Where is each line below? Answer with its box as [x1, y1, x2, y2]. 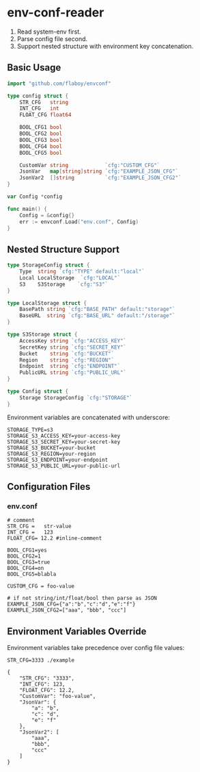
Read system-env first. [16, 27, 82, 36]
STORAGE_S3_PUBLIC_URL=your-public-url [7, 462, 121, 469]
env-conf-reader [7, 5, 104, 21]
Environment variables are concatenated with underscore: [7, 413, 171, 421]
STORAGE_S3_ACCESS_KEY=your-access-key [7, 432, 121, 439]
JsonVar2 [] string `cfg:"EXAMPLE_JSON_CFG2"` [19, 175, 182, 182]
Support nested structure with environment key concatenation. [16, 42, 194, 50]
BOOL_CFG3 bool [19, 136, 63, 143]
